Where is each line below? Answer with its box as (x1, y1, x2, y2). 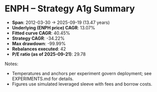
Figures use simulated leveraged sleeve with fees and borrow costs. (11, 81, 152, 87)
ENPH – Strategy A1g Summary (4, 3, 135, 14)
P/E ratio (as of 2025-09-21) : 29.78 (11, 51, 86, 57)
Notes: (4, 61, 18, 67)
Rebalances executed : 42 (11, 46, 66, 52)
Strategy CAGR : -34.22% (11, 35, 65, 41)
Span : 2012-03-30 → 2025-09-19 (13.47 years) (11, 19, 110, 25)
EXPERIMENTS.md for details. (11, 76, 74, 82)
